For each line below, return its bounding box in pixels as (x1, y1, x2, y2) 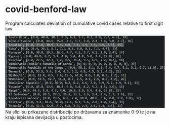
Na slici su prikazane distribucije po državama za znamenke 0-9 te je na (5, 109, 156, 115)
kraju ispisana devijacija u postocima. (5, 114, 83, 120)
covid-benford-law (5, 4, 87, 15)
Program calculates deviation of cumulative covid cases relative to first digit (5, 20, 163, 26)
